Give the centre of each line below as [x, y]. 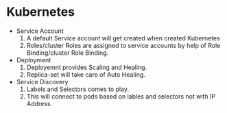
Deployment [34, 60]
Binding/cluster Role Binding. [68, 53]
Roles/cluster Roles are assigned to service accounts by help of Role [123, 45]
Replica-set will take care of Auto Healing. [86, 74]
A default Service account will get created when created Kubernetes [123, 38]
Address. [39, 103]
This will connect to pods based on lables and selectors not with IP [121, 96]
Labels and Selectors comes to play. [78, 89]
